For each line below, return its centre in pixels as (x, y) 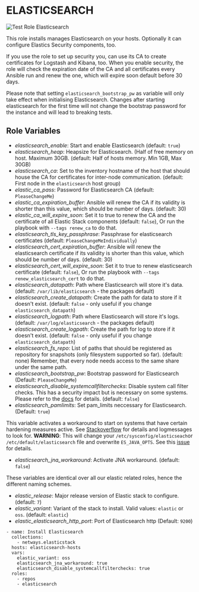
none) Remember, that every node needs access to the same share (97, 361)
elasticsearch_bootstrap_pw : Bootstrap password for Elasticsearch (97, 373)
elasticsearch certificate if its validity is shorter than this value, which (99, 253)
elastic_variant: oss (43, 558)
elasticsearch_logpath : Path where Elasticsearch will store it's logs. (97, 316)
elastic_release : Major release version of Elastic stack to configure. (97, 495)
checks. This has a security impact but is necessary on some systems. (101, 392)
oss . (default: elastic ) (42, 514)
